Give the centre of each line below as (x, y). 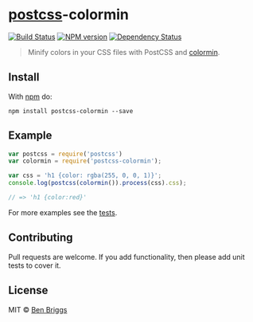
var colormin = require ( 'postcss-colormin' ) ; (85, 161)
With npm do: (31, 96)
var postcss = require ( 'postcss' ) (66, 154)
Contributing (41, 238)
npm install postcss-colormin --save (71, 111)
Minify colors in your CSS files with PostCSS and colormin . (124, 52)
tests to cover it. (35, 265)
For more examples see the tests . (63, 212)
